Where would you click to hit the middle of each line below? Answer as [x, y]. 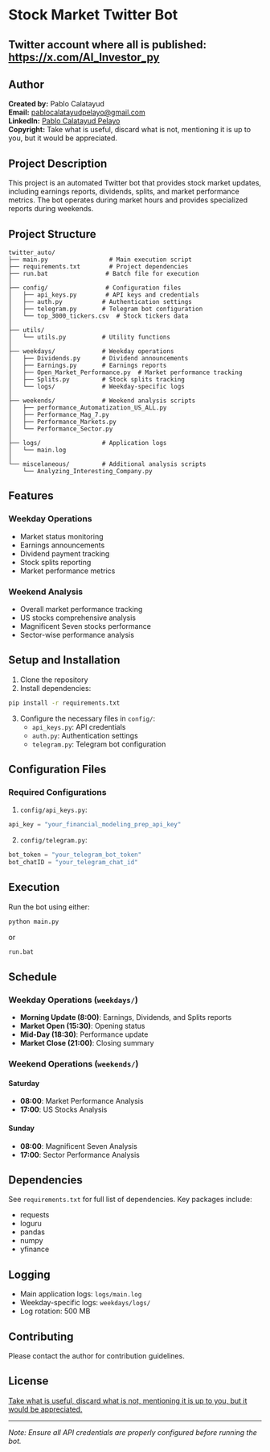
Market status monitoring [61, 536]
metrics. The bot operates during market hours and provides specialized [128, 200]
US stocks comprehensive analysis [78, 618]
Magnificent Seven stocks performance [85, 626]
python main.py [34, 922]
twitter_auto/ [32, 253]
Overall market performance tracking [81, 609]
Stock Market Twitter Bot [93, 15]
